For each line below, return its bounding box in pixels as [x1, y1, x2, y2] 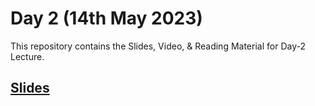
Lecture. [10, 50, 45, 62]
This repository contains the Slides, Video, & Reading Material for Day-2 [10, 40, 306, 52]
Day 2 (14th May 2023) [10, 7, 203, 30]
